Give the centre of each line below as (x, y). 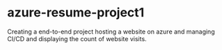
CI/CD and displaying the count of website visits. (77, 38)
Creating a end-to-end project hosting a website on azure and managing (111, 32)
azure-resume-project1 (76, 13)
